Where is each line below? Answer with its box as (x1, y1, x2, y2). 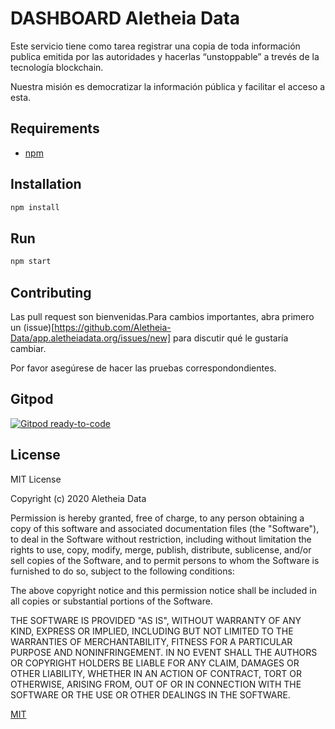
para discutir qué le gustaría (173, 332, 289, 344)
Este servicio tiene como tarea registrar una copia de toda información (10, 40, 301, 52)
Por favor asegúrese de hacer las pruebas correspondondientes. (10, 362, 277, 374)
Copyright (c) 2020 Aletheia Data (10, 492, 147, 504)
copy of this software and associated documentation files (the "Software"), (10, 522, 320, 534)
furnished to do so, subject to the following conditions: (10, 565, 235, 577)
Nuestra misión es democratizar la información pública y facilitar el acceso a (10, 80, 326, 92)
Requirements (10, 120, 100, 137)
